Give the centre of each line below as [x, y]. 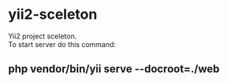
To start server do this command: [62, 44]
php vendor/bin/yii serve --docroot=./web [114, 69]
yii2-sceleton [53, 14]
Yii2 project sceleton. [43, 36]
